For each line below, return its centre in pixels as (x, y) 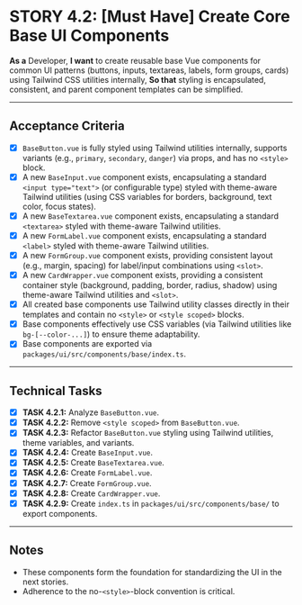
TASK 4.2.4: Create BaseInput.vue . (88, 453)
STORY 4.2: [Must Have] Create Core (150, 17)
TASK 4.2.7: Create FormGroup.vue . (87, 483)
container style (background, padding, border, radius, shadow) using (150, 285)
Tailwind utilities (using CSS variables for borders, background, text (147, 196)
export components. (60, 513)
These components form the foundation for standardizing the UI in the (152, 572)
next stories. (45, 582)
